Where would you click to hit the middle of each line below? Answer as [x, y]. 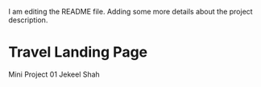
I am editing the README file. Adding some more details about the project [130, 12]
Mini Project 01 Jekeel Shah [54, 74]
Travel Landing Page [78, 52]
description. [28, 20]
